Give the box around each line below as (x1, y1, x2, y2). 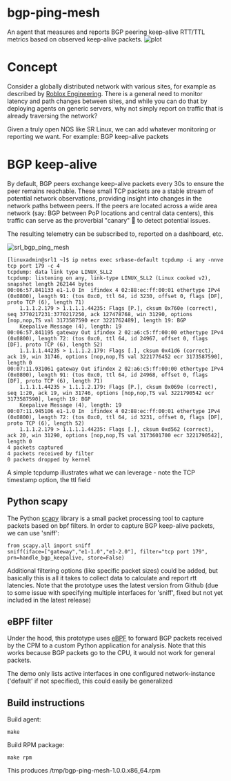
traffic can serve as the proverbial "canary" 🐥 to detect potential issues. (7, 216, 211, 224)
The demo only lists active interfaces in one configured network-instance (7, 670, 216, 678)
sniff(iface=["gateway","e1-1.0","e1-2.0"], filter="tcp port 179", (7, 548, 208, 555)
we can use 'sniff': (7, 529, 60, 537)
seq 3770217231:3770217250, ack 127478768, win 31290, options (7, 311, 193, 318)
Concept (7, 59, 58, 75)
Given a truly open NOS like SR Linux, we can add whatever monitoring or (7, 125, 216, 133)
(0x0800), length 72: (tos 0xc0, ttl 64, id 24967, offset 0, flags (7, 335, 208, 342)
